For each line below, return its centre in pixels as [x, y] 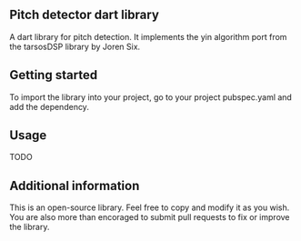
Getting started [54, 75]
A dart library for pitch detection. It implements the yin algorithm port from [148, 36]
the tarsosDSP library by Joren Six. [75, 46]
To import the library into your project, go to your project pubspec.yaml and [151, 97]
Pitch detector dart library [84, 15]
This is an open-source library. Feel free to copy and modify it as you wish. [150, 207]
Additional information [75, 186]
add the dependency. [49, 106]
